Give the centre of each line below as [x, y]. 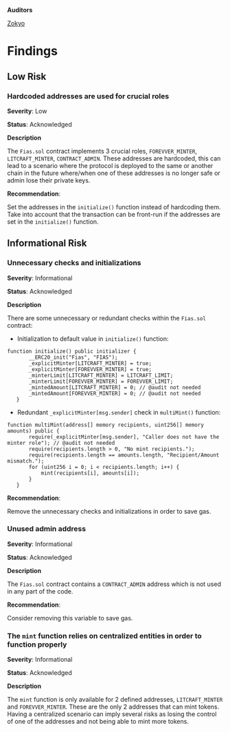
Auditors [20, 10]
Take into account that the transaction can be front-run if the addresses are [114, 214]
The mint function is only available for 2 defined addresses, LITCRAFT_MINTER [115, 700]
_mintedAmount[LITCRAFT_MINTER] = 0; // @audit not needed [115, 387]
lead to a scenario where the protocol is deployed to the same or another [110, 165]
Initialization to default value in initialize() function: [93, 338]
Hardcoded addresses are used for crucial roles [88, 96]
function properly [37, 645]
